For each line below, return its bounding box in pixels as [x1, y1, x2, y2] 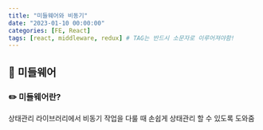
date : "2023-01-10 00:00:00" [8, 19, 105, 27]
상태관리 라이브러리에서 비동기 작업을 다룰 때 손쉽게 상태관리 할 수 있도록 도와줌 [8, 113, 255, 123]
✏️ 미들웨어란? [8, 91, 61, 102]
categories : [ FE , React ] [8, 26, 91, 34]
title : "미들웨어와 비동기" [8, 11, 88, 20]
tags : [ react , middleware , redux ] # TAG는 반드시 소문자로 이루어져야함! [8, 33, 235, 42]
